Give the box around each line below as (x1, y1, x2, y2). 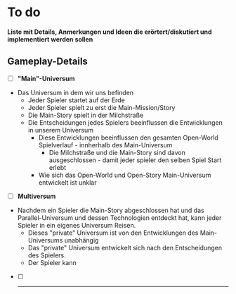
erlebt (48, 163, 67, 171)
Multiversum (17, 192, 56, 200)
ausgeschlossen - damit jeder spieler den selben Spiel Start (48, 156, 222, 164)
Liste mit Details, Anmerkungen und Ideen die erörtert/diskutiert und (7, 27, 212, 36)
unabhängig (64, 235, 99, 244)
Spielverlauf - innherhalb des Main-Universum (38, 140, 173, 149)
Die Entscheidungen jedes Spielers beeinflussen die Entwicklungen (27, 118, 223, 127)
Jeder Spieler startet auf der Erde (27, 96, 125, 104)
